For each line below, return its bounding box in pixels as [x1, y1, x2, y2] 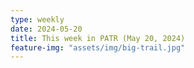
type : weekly [10, 14, 65, 25]
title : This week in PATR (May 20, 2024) [10, 33, 186, 43]
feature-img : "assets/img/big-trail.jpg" [10, 42, 186, 53]
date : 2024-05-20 [10, 24, 83, 34]
